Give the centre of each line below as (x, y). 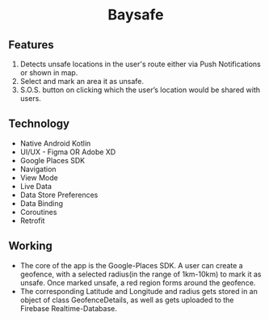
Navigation (38, 169)
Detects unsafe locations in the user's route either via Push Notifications (140, 64)
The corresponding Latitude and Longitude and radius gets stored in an (139, 291)
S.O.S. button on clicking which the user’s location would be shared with (140, 90)
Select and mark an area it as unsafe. (82, 81)
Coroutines (38, 212)
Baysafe (136, 15)
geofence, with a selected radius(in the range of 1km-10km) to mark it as (141, 274)
